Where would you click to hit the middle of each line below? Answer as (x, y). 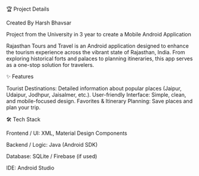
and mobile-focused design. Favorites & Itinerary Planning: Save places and (99, 101)
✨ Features (20, 76)
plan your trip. (23, 107)
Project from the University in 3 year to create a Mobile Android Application (99, 34)
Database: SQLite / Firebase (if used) (52, 156)
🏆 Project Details (28, 9)
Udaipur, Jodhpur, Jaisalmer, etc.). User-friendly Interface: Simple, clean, (96, 95)
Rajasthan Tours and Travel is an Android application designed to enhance (98, 46)
